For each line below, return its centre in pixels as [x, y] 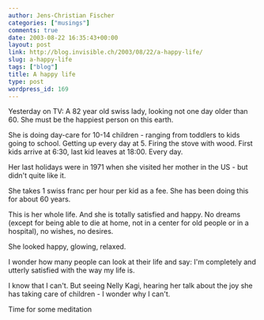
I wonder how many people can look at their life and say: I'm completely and [132, 262]
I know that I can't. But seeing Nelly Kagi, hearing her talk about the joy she [130, 286]
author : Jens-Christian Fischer [61, 15]
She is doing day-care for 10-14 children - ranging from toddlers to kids [124, 135]
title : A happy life [42, 74]
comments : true [33, 30]
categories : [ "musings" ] [49, 23]
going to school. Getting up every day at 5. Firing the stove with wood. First [130, 144]
